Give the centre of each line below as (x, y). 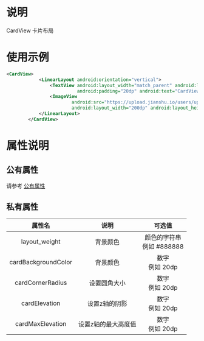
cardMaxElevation (41, 323)
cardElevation (41, 303)
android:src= (88, 102)
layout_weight (41, 241)
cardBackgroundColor (41, 262)
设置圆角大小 (107, 283)
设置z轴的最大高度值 (107, 324)
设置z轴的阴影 (107, 303)
